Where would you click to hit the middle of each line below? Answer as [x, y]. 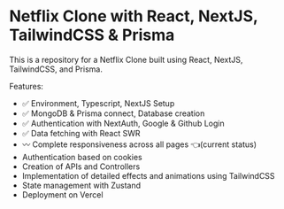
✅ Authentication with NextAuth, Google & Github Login [123, 123]
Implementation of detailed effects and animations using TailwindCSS [149, 175]
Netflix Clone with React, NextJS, [134, 16]
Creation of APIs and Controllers [81, 166]
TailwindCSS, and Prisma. [56, 69]
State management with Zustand [81, 185]
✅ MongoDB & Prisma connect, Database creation [113, 113]
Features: [27, 86]
